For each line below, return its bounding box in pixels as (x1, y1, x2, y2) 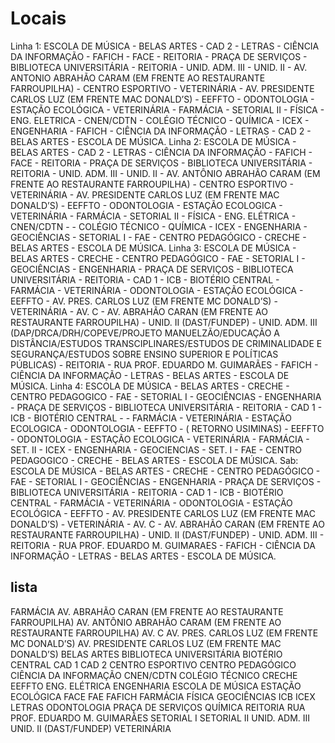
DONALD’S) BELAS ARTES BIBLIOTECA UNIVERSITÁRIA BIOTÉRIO (10, 648, 283, 660)
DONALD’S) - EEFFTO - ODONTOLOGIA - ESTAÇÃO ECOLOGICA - (10, 199, 283, 211)
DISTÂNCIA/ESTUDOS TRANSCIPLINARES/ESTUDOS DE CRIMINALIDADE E (10, 337, 323, 349)
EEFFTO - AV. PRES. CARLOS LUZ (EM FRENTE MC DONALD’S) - (10, 295, 278, 307)
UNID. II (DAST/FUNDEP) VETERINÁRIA (10, 722, 172, 734)
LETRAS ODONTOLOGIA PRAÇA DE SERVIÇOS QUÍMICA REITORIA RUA (10, 701, 306, 713)
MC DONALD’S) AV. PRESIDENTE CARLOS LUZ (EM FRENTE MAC (10, 637, 282, 649)
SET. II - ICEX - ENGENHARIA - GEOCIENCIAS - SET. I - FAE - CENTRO (10, 443, 302, 456)
